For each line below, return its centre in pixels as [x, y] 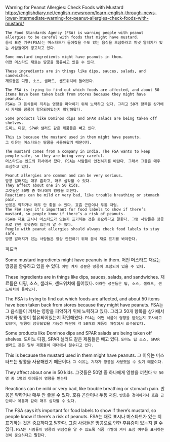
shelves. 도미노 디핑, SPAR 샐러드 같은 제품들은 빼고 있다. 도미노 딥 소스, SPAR [83, 339]
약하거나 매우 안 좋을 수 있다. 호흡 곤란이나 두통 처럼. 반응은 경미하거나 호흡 [87, 395]
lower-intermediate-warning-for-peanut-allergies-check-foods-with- [77, 18]
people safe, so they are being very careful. [55, 156]
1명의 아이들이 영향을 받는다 [42, 379]
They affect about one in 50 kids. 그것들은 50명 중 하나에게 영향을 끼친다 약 [81, 372]
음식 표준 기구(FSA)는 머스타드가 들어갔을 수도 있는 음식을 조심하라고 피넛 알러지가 [81, 43]
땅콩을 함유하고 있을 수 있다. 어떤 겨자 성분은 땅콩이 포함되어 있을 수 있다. [75, 266]
